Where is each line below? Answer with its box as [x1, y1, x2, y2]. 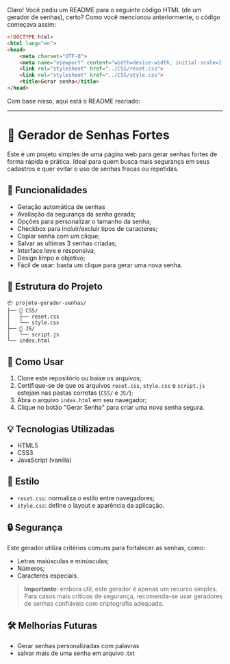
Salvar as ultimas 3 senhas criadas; [16, 239, 118, 247]
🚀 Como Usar [7, 356, 64, 367]
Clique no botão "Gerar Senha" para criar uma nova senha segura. [16, 404, 205, 412]
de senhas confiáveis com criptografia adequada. [23, 599, 164, 607]
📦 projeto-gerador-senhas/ [7, 299, 87, 307]
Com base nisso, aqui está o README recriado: [7, 97, 141, 105]
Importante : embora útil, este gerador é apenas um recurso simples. [23, 585, 218, 593]
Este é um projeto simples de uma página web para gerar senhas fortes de [7, 150, 218, 158]
